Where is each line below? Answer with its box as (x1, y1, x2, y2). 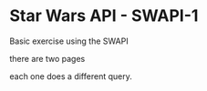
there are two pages (9, 53, 86, 64)
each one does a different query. (9, 70, 132, 82)
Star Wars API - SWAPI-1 (9, 5, 199, 26)
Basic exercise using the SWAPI (9, 35, 129, 46)
